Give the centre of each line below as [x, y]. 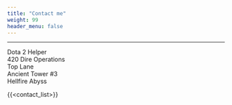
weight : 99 [23, 20]
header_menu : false [35, 26]
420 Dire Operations [36, 60]
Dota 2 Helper [27, 52]
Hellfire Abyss [27, 81]
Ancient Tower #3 [32, 74]
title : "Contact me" [37, 13]
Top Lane [21, 67]
